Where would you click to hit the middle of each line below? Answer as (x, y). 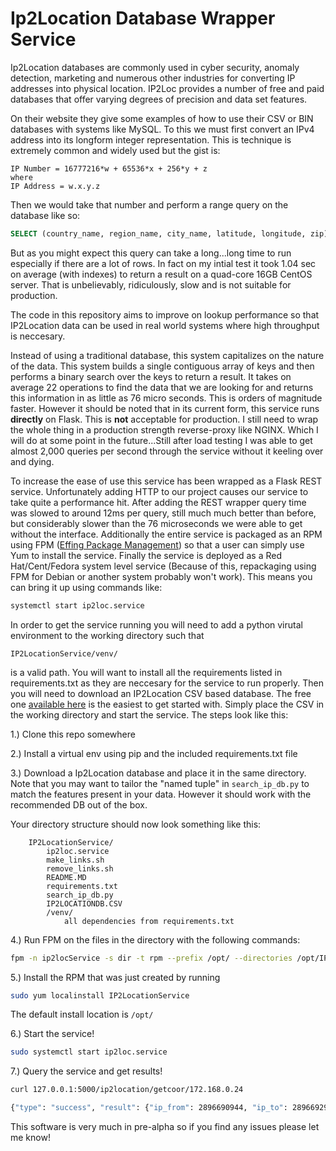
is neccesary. (38, 336)
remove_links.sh (80, 868)
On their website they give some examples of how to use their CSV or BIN (162, 118)
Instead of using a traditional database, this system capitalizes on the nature (167, 355)
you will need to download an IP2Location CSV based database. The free (161, 693)
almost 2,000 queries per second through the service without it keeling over (167, 451)
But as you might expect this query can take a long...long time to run (151, 253)
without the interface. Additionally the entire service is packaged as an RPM (166, 534)
